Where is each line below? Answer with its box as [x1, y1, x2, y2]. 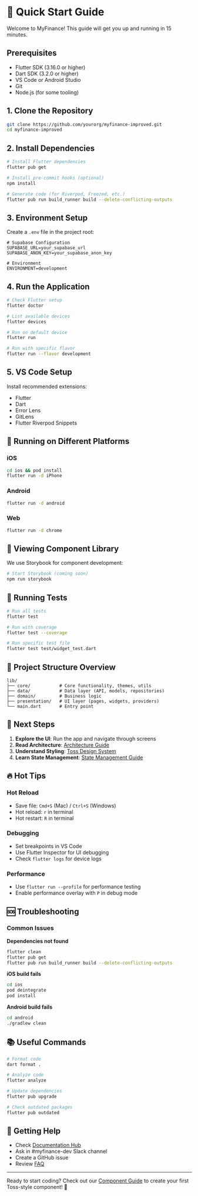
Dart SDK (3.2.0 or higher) [15, 70, 79, 77]
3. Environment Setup [6, 213, 88, 223]
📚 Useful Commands [6, 1038, 86, 1048]
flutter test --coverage [6, 630, 68, 635]
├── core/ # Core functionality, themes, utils [6, 683, 152, 689]
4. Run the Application [6, 281, 90, 291]
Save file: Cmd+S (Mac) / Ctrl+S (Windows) [15, 802, 116, 809]
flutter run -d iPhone [6, 473, 62, 479]
